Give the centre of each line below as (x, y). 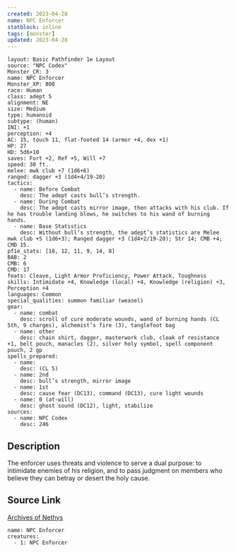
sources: (20, 412)
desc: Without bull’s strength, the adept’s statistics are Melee (120, 233)
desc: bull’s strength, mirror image (76, 381)
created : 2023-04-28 (38, 14)
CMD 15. (19, 245)
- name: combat (36, 313)
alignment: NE (28, 103)
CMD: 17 (19, 270)
